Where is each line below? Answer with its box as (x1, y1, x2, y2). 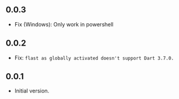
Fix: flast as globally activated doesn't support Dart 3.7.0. (14, 54, 174, 61)
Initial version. (14, 87, 50, 95)
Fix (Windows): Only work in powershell (14, 20, 114, 28)
